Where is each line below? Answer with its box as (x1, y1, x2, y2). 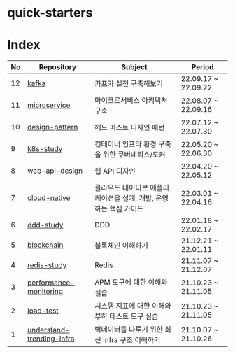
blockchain (27, 240, 64, 250)
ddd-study (27, 220, 64, 230)
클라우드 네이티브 (94, 183, 148, 193)
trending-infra (27, 334, 75, 344)
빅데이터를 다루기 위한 (94, 325, 163, 334)
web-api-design (27, 166, 83, 176)
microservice (27, 100, 71, 110)
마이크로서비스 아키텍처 (94, 96, 168, 106)
